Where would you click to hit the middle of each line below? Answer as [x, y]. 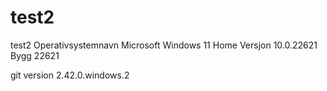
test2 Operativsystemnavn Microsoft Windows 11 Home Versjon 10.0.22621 [164, 45]
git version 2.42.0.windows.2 [70, 75]
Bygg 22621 [35, 55]
